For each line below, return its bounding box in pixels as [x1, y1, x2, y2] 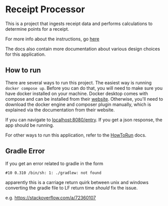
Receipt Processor [5, 4, 85, 15]
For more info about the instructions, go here [5, 36, 100, 42]
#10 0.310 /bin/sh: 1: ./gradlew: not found [5, 170, 102, 175]
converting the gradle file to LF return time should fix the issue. [5, 185, 138, 191]
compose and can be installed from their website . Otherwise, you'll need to [5, 96, 163, 102]
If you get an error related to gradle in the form [5, 160, 104, 167]
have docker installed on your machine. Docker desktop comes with [5, 90, 148, 97]
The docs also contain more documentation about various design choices [5, 45, 160, 52]
